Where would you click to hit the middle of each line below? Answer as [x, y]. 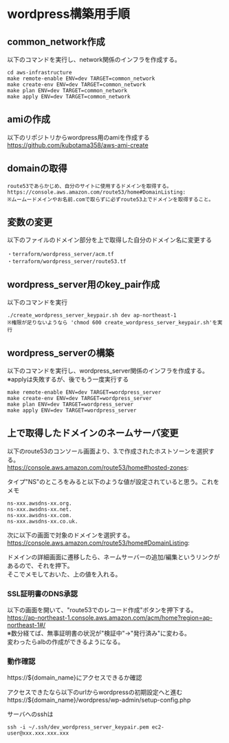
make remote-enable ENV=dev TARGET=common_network [81, 79]
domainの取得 [37, 168]
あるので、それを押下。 [40, 565]
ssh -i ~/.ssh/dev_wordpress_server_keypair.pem [78, 727]
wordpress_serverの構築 [61, 353]
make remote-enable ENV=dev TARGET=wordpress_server [84, 393]
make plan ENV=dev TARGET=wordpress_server [70, 405]
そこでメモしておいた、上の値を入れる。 [64, 574]
